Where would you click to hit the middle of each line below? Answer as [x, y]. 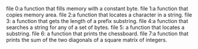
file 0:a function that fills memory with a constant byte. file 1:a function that [97, 9]
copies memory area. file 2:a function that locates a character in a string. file [99, 15]
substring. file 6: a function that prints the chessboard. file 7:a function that [97, 34]
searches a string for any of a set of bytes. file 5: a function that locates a [95, 27]
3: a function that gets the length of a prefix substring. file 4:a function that [97, 21]
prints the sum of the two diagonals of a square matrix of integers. [87, 40]
